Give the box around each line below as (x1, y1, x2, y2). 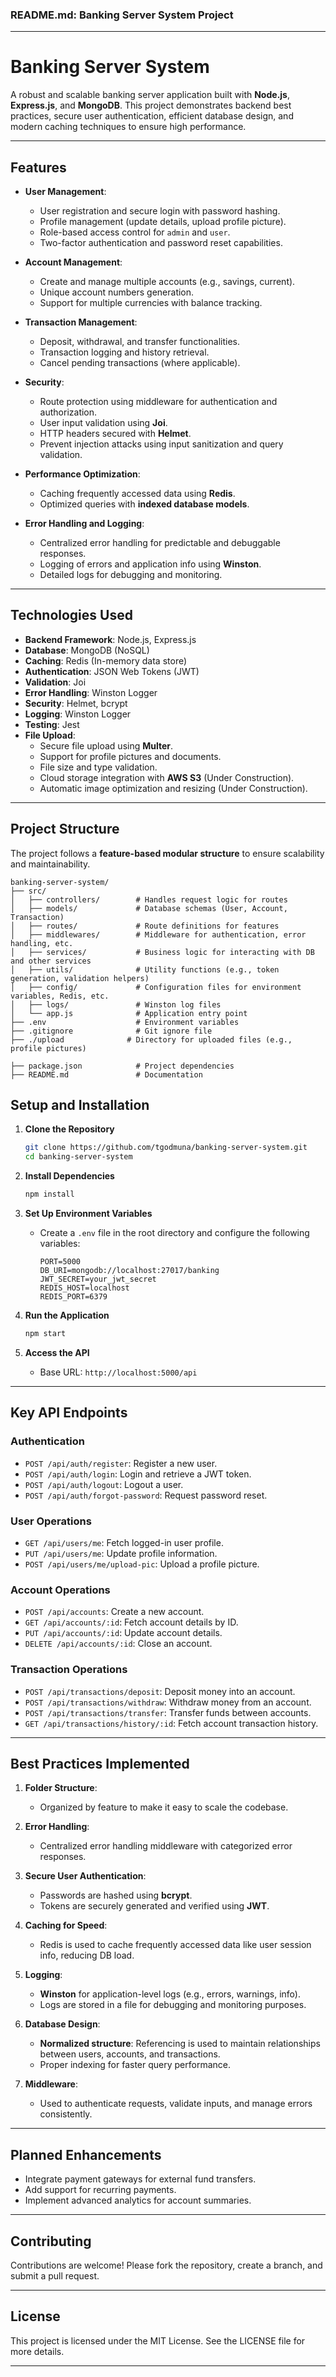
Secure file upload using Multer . (39, 739, 174, 752)
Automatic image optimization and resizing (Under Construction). (39, 782, 308, 794)
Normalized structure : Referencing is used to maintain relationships (39, 2038, 321, 2050)
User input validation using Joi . (39, 417, 168, 429)
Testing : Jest (24, 718, 80, 730)
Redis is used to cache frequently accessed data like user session (39, 1939, 312, 1951)
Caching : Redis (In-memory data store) (24, 654, 188, 667)
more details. (10, 2345, 65, 2357)
